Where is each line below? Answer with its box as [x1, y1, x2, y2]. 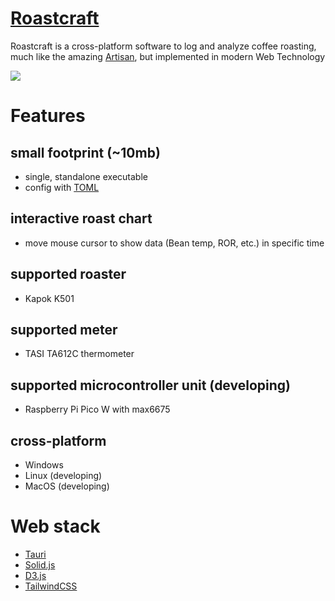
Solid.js [24, 558, 56, 571]
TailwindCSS [24, 580, 78, 592]
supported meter [10, 321, 118, 338]
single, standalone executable [24, 170, 148, 182]
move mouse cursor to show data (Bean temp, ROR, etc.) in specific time [24, 237, 325, 249]
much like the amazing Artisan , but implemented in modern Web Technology [10, 50, 326, 62]
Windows [24, 459, 64, 471]
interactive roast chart [10, 210, 153, 227]
